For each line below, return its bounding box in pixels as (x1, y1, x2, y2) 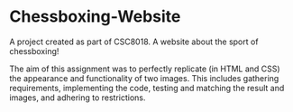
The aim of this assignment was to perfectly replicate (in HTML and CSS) (9, 63, 281, 74)
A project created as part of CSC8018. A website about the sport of (9, 36, 259, 47)
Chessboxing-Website (9, 6, 181, 27)
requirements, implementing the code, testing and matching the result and (9, 82, 285, 93)
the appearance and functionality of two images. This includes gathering (9, 72, 279, 83)
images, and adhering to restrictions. (9, 92, 146, 103)
